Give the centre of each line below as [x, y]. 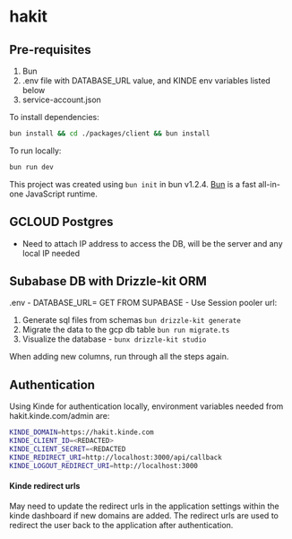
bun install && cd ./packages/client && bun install [110, 134]
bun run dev [31, 167]
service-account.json [61, 100]
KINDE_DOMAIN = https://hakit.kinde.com [82, 432]
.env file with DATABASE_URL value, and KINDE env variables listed [146, 81]
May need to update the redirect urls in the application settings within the [144, 506]
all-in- [269, 184]
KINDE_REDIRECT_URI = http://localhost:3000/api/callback [116, 457]
